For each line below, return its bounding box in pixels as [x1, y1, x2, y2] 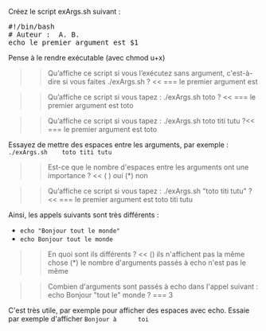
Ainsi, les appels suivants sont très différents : [8, 210, 159, 220]
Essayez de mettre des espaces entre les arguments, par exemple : [8, 140, 229, 150]
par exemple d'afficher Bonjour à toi [8, 314, 149, 323]
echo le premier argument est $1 [8, 38, 139, 47]
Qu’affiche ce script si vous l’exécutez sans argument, [47, 68, 225, 78]
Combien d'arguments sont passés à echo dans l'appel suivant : [47, 282, 259, 291]
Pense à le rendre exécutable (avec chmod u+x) [8, 53, 166, 62]
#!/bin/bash [8, 22, 55, 31]
